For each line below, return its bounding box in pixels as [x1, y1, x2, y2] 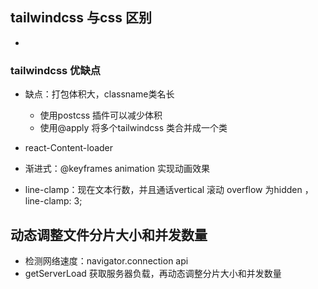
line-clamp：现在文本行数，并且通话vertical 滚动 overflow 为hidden [24, 184, 303, 196]
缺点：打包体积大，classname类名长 [24, 88, 175, 100]
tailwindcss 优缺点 [10, 63, 102, 77]
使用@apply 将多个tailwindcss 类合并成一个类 [39, 122, 228, 134]
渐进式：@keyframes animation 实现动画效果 [24, 163, 210, 175]
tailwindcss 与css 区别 [10, 9, 152, 27]
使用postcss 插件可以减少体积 [39, 109, 163, 122]
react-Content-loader [24, 142, 114, 154]
